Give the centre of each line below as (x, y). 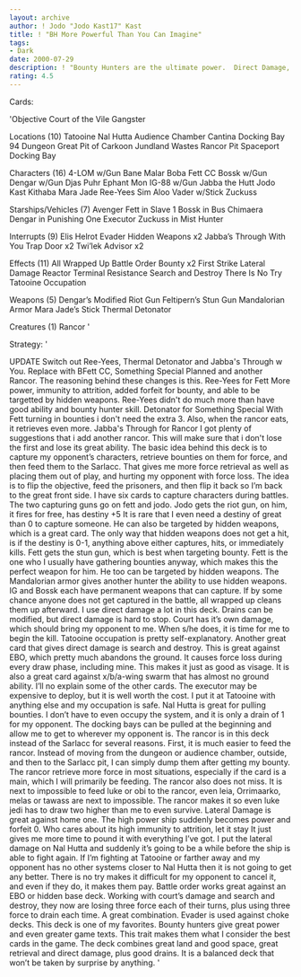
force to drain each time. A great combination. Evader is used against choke (149, 915)
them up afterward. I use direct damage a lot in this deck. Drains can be (141, 609)
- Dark (21, 51)
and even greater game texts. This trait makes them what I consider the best (150, 934)
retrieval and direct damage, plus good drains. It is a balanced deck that (142, 953)
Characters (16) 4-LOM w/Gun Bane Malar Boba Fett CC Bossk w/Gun (138, 172)
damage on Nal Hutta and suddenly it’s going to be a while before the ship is (150, 848)
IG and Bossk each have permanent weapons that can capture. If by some (146, 590)
